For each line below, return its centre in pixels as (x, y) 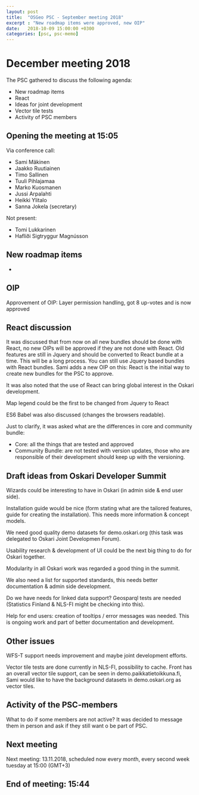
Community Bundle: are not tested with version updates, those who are (102, 451)
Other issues (30, 641)
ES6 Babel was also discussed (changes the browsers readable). (86, 415)
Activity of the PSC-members (62, 705)
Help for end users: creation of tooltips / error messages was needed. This (98, 616)
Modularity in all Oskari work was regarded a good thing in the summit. (93, 568)
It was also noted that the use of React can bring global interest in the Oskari (100, 385)
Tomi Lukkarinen (35, 229)
